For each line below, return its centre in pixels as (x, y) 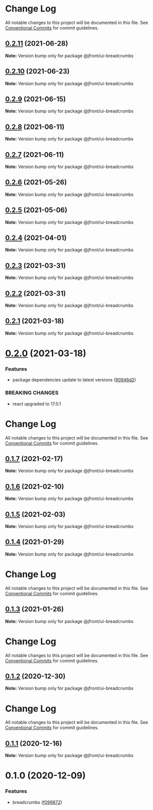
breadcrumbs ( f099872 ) (37, 802)
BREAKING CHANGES (32, 393)
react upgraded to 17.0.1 (37, 403)
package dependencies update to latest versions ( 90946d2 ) (74, 380)
